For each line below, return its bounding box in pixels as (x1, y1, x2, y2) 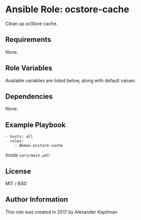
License (5, 167, 31, 175)
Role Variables (5, 64, 52, 73)
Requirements (5, 35, 51, 44)
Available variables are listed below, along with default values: (5, 77, 136, 83)
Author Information (5, 195, 68, 204)
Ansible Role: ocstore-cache (5, 4, 130, 15)
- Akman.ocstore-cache (14, 143, 63, 148)
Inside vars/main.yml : (5, 152, 51, 158)
